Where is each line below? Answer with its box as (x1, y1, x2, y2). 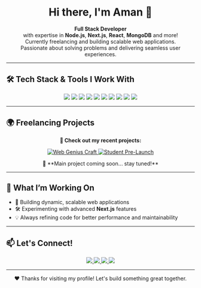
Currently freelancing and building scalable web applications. (25, 38, 176, 45)
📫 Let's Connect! (6, 238, 73, 248)
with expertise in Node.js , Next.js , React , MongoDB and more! (23, 31, 178, 38)
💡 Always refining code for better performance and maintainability (14, 214, 178, 221)
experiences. (84, 50, 117, 57)
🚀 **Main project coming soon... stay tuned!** (42, 160, 159, 167)
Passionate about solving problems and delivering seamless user (20, 44, 181, 51)
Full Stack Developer (74, 25, 127, 32)
